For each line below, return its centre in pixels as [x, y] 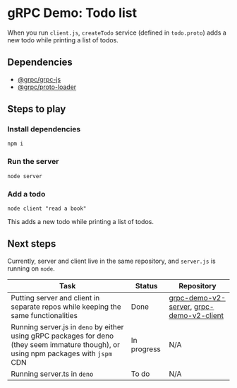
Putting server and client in [55, 298]
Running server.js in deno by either [67, 327]
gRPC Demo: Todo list [72, 13]
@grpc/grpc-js [39, 79]
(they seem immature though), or [66, 344]
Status [146, 286]
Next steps [32, 244]
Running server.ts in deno [52, 374]
